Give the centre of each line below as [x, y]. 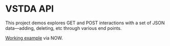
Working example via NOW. [34, 38]
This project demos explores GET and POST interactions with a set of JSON [85, 23]
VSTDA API [30, 9]
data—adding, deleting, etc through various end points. [63, 28]
